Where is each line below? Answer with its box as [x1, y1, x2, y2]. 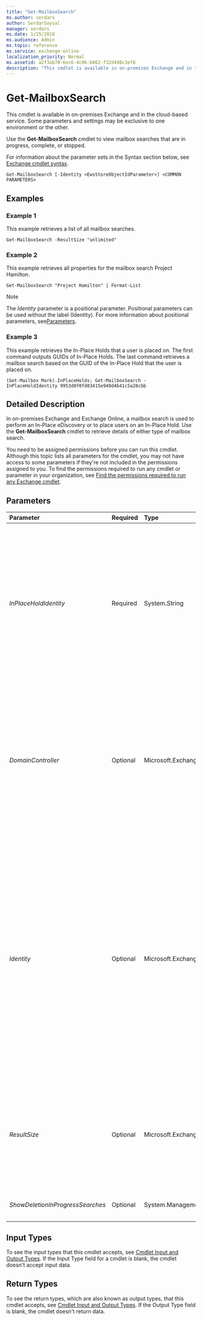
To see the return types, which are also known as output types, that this [6, 1294, 185, 1302]
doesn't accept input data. [6, 1261, 72, 1268]
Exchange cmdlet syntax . [6, 160, 69, 167]
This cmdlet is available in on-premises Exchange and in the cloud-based [6, 111, 188, 118]
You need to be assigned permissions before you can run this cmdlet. [6, 446, 179, 453]
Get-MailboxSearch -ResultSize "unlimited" [6, 237, 117, 243]
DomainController [9, 756, 60, 764]
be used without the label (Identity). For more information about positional [6, 312, 189, 319]
